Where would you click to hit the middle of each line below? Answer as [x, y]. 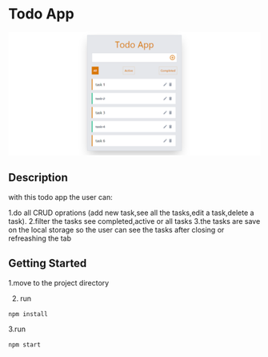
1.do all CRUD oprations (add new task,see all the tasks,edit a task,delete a [131, 213]
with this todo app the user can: [61, 197]
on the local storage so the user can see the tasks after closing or [116, 229]
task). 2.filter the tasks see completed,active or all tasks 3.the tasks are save [134, 221]
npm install [28, 314]
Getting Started [48, 264]
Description [38, 178]
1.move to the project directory [59, 282]
